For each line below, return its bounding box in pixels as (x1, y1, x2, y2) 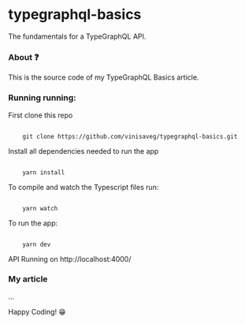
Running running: (8, 92, 76, 103)
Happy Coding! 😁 (8, 307, 66, 316)
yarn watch (22, 204, 58, 212)
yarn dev (22, 240, 51, 248)
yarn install (22, 168, 65, 177)
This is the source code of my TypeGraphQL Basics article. (8, 73, 199, 82)
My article (8, 274, 48, 285)
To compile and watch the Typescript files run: (8, 182, 159, 192)
